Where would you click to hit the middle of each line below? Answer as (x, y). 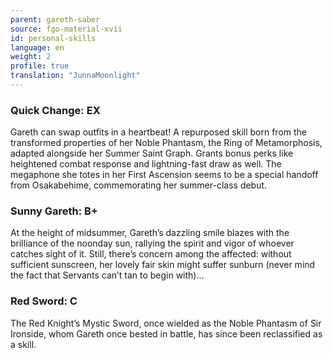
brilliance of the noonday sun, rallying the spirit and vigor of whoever (152, 243)
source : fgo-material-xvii (66, 29)
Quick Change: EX (55, 110)
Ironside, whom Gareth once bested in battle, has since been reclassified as (166, 333)
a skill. (23, 344)
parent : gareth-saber (55, 19)
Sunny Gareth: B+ (54, 211)
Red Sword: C (44, 301)
